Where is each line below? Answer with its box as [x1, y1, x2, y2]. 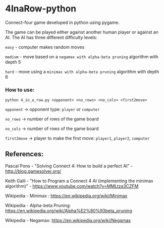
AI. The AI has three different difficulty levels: [5, 34, 98, 40]
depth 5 [5, 59, 21, 65]
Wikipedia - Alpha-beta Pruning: [5, 203, 71, 209]
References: [5, 150, 44, 158]
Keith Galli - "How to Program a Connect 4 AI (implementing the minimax [5, 178, 154, 184]
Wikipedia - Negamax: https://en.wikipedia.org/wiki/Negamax [5, 218, 131, 224]
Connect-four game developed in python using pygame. [5, 19, 120, 25]
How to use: [5, 86, 35, 93]
